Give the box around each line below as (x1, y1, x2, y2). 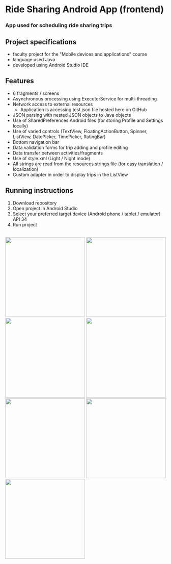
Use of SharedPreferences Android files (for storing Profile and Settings (12, 117, 163, 123)
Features (5, 76, 34, 85)
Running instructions (5, 186, 74, 195)
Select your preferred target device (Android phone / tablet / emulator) (12, 211, 161, 217)
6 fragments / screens (12, 90, 60, 96)
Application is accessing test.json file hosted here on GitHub (20, 106, 147, 113)
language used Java (12, 56, 55, 62)
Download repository (12, 200, 57, 206)
